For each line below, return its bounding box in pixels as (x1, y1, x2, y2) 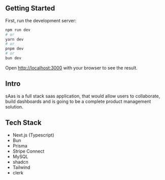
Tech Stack (5, 119, 42, 127)
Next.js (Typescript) (12, 132, 54, 138)
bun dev (5, 56, 22, 61)
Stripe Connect (12, 148, 45, 154)
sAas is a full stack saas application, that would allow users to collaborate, (5, 93, 160, 99)
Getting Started (5, 4, 55, 13)
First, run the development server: (5, 17, 77, 23)
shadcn (12, 159, 29, 165)
